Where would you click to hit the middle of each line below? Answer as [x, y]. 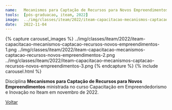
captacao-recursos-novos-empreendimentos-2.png [60, 55]
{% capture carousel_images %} [40, 39]
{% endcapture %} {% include [126, 66]
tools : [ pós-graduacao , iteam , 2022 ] [47, 15]
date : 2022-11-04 [26, 24]
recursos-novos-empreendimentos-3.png [49, 66]
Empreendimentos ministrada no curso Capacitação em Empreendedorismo [86, 87]
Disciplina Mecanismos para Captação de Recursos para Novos [74, 81]
